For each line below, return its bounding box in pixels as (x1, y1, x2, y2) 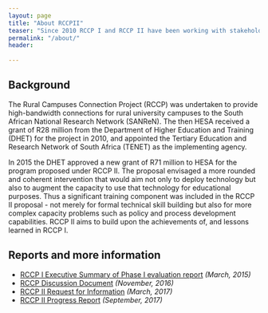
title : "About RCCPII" (8, 19, 84, 27)
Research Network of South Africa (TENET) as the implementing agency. (8, 141, 247, 152)
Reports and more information (8, 248, 161, 262)
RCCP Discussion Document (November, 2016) (19, 278, 174, 287)
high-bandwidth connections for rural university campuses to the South (8, 108, 243, 117)
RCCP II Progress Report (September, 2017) (19, 295, 164, 304)
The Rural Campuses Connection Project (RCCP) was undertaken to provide (8, 99, 258, 109)
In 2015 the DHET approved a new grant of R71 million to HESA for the (8, 157, 238, 167)
